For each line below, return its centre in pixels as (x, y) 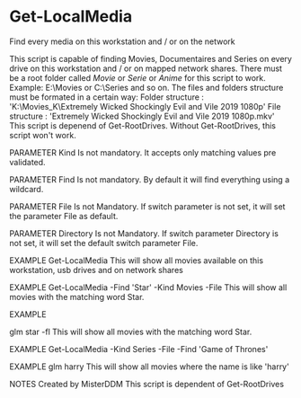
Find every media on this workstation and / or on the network (122, 41)
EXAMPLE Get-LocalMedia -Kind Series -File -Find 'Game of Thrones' (139, 349)
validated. (28, 162)
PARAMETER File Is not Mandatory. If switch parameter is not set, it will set (147, 206)
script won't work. (43, 135)
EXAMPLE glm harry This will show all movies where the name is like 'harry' (149, 367)
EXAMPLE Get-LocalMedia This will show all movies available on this (136, 260)
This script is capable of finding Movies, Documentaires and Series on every (150, 58)
